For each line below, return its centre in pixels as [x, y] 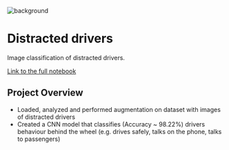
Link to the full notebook [42, 71]
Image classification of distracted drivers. [66, 57]
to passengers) [39, 139]
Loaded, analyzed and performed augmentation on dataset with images [119, 109]
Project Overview [45, 93]
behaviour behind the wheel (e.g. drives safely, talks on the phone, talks [119, 131]
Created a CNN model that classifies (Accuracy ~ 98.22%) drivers [111, 124]
